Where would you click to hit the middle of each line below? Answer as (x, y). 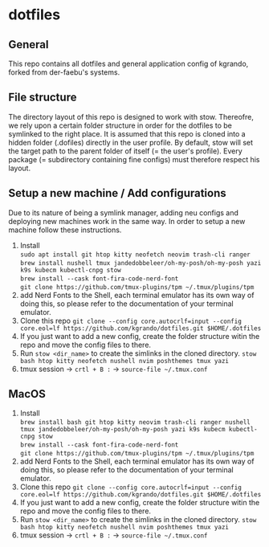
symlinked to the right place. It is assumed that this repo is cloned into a (127, 133)
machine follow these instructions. (65, 230)
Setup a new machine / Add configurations (117, 193)
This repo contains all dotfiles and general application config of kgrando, (128, 63)
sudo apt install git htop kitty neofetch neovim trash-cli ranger (135, 255)
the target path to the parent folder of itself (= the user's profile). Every (125, 151)
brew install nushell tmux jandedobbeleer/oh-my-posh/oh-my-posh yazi (141, 263)
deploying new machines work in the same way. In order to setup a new (127, 221)
